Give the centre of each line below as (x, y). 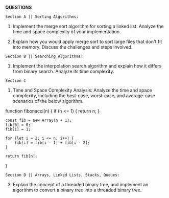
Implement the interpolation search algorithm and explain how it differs (87, 66)
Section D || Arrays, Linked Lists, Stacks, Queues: (63, 175)
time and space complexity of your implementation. (67, 32)
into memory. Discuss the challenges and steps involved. (73, 47)
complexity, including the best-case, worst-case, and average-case (84, 96)
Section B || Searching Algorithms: (44, 56)
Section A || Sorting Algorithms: (42, 17)
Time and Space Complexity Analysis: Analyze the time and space (82, 90)
